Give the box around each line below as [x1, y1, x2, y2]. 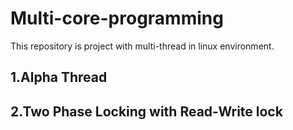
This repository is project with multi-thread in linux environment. [10, 40, 275, 52]
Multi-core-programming [10, 7, 224, 30]
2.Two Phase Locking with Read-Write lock [10, 103, 283, 120]
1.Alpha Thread [10, 69, 108, 86]
